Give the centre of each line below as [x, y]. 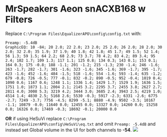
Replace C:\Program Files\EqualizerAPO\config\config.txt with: [74, 33]
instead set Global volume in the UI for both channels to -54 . [69, 130]
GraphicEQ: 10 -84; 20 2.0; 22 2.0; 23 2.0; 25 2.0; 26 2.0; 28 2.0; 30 [84, 47]
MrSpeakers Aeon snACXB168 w [76, 9]
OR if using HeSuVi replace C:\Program [46, 118]
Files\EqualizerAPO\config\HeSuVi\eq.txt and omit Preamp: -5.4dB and [80, 124]
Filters [19, 19]
